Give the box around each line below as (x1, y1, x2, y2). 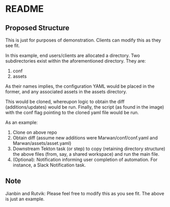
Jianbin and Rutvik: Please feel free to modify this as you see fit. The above (5, 190, 165, 196)
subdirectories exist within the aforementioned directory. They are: (5, 58, 146, 64)
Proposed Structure (5, 24, 70, 32)
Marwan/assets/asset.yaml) (12, 140, 72, 146)
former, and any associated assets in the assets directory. (5, 89, 127, 95)
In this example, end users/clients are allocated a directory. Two (5, 52, 140, 58)
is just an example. (5, 196, 45, 202)
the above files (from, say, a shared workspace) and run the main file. (12, 151, 160, 157)
